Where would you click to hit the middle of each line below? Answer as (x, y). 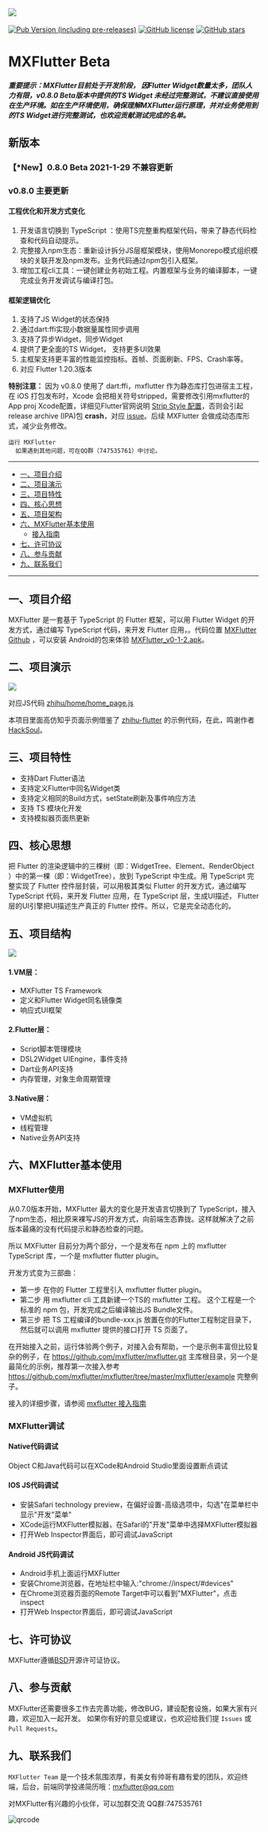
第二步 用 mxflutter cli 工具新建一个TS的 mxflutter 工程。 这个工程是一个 (138, 1299)
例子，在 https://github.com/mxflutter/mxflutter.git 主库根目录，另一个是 (140, 1356)
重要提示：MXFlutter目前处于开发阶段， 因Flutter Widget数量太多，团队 (127, 85)
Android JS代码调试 (41, 1554)
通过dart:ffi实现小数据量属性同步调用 (80, 329)
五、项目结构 (40, 934)
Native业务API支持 (50, 1137)
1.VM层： (24, 972)
